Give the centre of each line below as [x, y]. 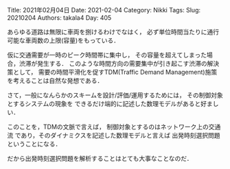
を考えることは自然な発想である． [55, 80]
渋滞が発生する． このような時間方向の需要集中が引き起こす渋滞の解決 [119, 63]
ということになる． [34, 144]
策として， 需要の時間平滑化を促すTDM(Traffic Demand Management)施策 [112, 72]
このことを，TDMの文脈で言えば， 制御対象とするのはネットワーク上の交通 [114, 127]
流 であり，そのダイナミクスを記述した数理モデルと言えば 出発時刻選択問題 [114, 135]
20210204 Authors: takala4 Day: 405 [59, 18]
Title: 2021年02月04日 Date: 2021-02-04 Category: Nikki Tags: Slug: [104, 10]
